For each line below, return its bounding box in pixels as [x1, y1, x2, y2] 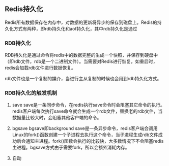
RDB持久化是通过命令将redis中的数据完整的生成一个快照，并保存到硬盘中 [5, 52, 158, 58]
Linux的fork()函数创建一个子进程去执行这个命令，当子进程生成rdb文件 [12, 131, 159, 138]
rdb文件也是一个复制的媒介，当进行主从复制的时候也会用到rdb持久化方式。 [5, 76, 162, 82]
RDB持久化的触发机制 [5, 89, 58, 96]
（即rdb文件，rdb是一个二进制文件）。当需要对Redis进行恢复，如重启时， [5, 58, 158, 64]
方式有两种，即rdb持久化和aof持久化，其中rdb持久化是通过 [13, 25, 137, 31]
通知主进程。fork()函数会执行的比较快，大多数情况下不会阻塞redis [25, 138, 164, 144]
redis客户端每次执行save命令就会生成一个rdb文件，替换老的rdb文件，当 [12, 108, 163, 114]
